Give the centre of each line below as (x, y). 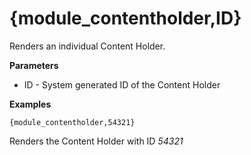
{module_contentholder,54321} (72, 122)
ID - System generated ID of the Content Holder (122, 84)
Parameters (34, 65)
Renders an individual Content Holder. (87, 46)
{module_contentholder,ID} (125, 18)
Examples (30, 104)
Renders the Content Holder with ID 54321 (96, 141)
